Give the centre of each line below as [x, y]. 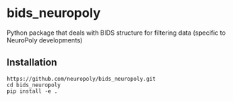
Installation [32, 63]
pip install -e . [32, 91]
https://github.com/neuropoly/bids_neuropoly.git [81, 79]
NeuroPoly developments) [45, 40]
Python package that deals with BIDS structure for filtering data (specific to [116, 33]
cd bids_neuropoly [34, 85]
